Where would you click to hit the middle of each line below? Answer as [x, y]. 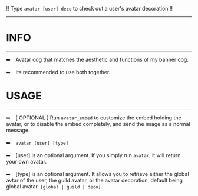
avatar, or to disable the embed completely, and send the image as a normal [98, 124]
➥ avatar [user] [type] [37, 142]
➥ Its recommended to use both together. [58, 72]
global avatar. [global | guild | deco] [54, 186]
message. [18, 130]
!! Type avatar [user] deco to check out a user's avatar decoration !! [89, 9]
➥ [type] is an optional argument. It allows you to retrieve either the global [98, 174]
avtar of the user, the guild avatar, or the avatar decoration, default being [94, 180]
